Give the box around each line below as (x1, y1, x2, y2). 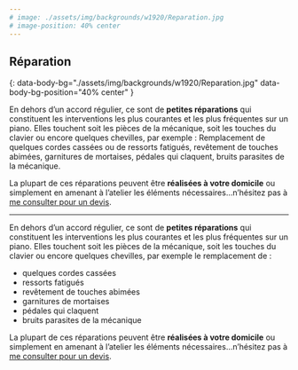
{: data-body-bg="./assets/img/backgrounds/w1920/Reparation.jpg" (9, 77, 259, 89)
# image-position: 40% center (9, 21, 122, 30)
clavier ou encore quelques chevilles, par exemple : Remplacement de (9, 132, 266, 143)
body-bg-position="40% (9, 87, 99, 98)
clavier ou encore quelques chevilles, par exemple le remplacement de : (9, 250, 272, 262)
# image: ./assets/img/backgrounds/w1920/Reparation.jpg (9, 12, 224, 22)
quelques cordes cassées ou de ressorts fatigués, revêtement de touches (9, 142, 278, 153)
